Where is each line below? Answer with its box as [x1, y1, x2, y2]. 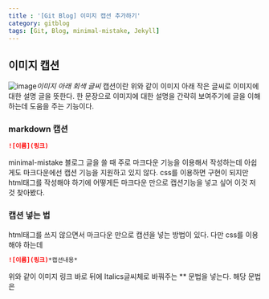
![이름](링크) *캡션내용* [8, 256, 78, 264]
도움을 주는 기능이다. [29, 101, 95, 111]
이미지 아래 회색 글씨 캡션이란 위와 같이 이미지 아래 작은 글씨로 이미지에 [36, 81, 259, 91]
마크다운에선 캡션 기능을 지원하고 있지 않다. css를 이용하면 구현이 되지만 [22, 168, 249, 178]
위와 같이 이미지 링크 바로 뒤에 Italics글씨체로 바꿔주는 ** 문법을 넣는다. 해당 [8, 271, 247, 281]
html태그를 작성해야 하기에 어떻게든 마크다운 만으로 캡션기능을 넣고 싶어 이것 [8, 178, 248, 187]
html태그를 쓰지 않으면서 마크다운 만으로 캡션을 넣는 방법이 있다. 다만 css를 [8, 230, 244, 240]
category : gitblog [8, 19, 70, 27]
